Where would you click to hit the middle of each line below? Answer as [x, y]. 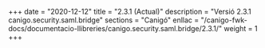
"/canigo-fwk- [224, 20]
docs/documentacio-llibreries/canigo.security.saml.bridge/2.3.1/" [115, 28]
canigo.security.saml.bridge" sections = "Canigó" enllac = [104, 20]
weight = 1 [241, 28]
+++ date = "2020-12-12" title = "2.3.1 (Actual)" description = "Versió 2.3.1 [130, 12]
